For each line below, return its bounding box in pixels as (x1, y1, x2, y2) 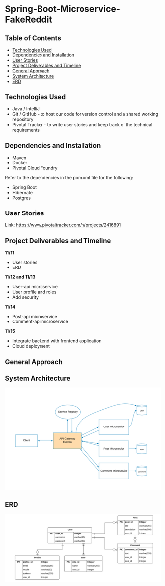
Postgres (12, 195, 31, 201)
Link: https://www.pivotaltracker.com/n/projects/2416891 (5, 222, 121, 228)
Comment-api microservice (12, 319, 68, 325)
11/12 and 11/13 (5, 274, 36, 280)
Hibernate (12, 189, 33, 195)
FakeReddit (5, 14, 53, 25)
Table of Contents (5, 34, 62, 42)
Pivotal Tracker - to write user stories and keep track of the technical (12, 121, 153, 127)
